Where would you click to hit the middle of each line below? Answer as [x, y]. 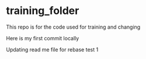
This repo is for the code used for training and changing [73, 27]
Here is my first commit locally [43, 38]
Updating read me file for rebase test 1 [52, 49]
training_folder [43, 11]
